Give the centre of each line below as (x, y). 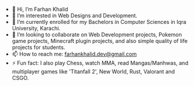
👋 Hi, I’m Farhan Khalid (40, 9)
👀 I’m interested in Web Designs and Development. (74, 16)
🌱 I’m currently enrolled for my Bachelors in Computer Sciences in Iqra (99, 22)
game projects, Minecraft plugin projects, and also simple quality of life (100, 41)
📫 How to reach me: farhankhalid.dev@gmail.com (74, 54)
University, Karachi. (36, 28)
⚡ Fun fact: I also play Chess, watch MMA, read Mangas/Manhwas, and (100, 63)
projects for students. (38, 47)
